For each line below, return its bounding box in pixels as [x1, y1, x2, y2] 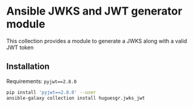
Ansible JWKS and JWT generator [6, 4, 183, 18]
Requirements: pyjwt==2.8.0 [6, 77, 77, 85]
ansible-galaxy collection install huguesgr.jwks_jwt [6, 95, 146, 101]
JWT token [6, 44, 34, 51]
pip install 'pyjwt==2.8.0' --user [6, 89, 96, 95]
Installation [6, 61, 50, 72]
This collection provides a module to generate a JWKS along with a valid [6, 37, 188, 44]
